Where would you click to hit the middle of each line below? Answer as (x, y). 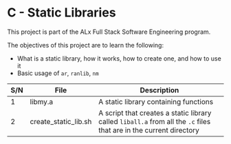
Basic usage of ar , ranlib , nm (58, 73)
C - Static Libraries (62, 13)
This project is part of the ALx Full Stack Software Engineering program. (109, 32)
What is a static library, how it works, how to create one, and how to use (119, 58)
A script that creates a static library (155, 113)
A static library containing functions (156, 101)
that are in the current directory (149, 130)
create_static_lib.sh (61, 121)
